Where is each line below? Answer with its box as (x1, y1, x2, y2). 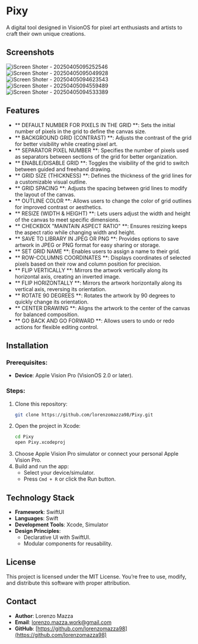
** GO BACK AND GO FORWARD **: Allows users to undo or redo (14, 317, 175, 324)
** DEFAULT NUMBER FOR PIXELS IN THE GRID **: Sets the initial (14, 121, 175, 128)
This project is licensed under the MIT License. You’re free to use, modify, (6, 573, 187, 580)
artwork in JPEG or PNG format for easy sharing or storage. (14, 241, 161, 248)
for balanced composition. (14, 311, 79, 318)
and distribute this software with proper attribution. (6, 579, 131, 586)
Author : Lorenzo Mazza (14, 612, 74, 619)
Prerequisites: (6, 358, 48, 367)
